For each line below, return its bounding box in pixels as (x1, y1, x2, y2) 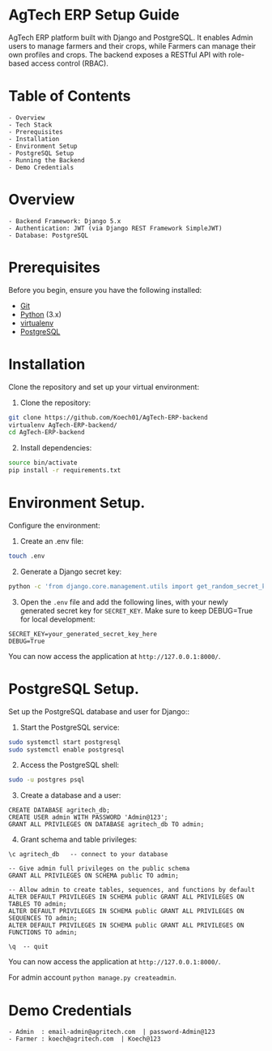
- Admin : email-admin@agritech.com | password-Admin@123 (8, 1028, 216, 1036)
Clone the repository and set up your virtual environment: (8, 381, 200, 391)
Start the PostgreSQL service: (19, 722, 120, 732)
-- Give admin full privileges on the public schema (8, 864, 190, 873)
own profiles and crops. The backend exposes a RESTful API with (8, 50, 227, 59)
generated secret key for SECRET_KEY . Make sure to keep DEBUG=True (19, 605, 253, 615)
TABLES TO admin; (8, 900, 67, 908)
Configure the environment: (8, 521, 100, 530)
